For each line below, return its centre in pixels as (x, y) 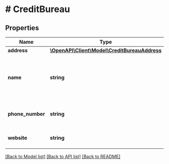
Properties (22, 28)
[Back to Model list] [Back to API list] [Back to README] (63, 156)
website (18, 138)
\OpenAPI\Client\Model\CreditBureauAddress (106, 50)
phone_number (26, 114)
